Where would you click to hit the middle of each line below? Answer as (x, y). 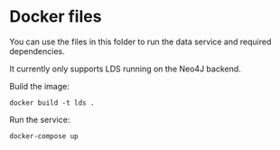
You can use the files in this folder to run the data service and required (140, 42)
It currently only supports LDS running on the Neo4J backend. (125, 69)
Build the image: (39, 86)
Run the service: (40, 119)
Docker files (56, 17)
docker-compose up (44, 136)
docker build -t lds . (52, 103)
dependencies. (37, 51)
